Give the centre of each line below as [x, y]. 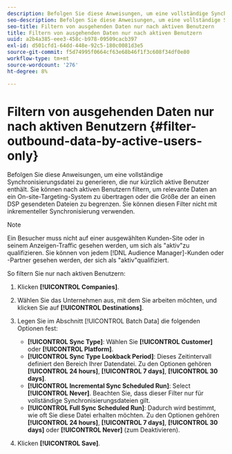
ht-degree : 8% [28, 71]
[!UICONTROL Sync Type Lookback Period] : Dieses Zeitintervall [119, 357]
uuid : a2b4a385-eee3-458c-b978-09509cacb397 [72, 39]
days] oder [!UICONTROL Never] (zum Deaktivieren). [104, 430]
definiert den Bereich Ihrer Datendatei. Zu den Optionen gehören [119, 364]
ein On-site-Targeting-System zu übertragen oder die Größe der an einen [112, 197]
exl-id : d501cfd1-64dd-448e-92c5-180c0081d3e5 [75, 46]
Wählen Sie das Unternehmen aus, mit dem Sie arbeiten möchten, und [117, 301]
